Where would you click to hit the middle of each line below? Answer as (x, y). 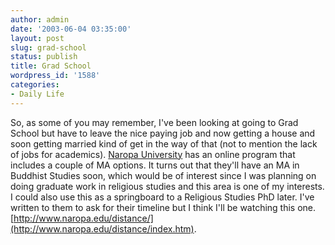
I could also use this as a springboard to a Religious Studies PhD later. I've (162, 197)
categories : (35, 85)
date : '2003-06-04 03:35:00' (71, 29)
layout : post (37, 38)
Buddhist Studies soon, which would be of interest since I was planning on (163, 175)
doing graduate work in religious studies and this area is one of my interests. (167, 186)
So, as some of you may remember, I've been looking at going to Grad (154, 122)
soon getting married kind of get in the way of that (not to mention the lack (164, 143)
